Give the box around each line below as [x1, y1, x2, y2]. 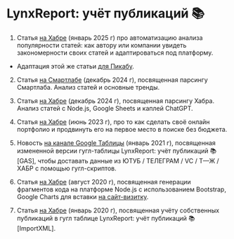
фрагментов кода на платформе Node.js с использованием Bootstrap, [16, 185, 226, 193]
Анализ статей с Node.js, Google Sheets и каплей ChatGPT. [16, 104, 194, 112]
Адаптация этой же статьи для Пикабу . [16, 62, 135, 70]
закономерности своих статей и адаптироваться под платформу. [16, 48, 214, 57]
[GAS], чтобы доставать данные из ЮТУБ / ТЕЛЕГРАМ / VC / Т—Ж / [16, 156, 219, 165]
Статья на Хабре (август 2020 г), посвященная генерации [16, 177, 191, 186]
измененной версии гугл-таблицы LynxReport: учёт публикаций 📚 [16, 146, 217, 155]
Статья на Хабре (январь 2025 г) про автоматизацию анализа [16, 33, 203, 42]
